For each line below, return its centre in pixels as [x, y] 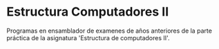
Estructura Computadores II [88, 12]
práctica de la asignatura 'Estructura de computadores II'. [88, 37]
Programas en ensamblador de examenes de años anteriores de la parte [109, 31]
